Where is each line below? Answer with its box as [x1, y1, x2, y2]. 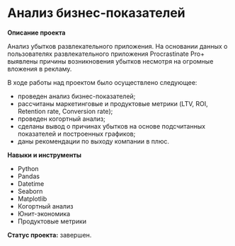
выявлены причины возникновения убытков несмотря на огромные [7, 57, 214, 65]
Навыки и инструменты [7, 151, 81, 159]
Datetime [17, 179, 45, 188]
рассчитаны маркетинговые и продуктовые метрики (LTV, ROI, [17, 99, 208, 107]
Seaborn [17, 187, 43, 195]
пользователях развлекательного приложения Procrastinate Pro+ [7, 49, 205, 58]
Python [17, 164, 39, 172]
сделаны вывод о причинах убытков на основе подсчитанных [17, 122, 206, 130]
